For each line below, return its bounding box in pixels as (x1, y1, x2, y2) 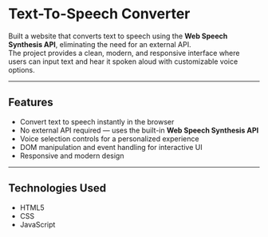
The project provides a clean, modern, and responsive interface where (8, 48, 240, 57)
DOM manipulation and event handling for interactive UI (19, 142, 203, 152)
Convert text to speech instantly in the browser (19, 117, 175, 126)
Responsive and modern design (19, 151, 124, 160)
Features (8, 96, 53, 109)
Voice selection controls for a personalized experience (19, 133, 199, 144)
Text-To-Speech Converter (8, 5, 191, 23)
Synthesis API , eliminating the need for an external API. (8, 39, 191, 49)
